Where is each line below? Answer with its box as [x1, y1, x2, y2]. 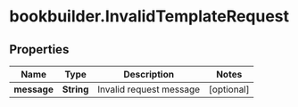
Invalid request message [97, 83, 201, 95]
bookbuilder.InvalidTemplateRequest [9, 6, 290, 27]
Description [123, 69, 175, 80]
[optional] [208, 83, 250, 95]
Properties [9, 42, 70, 57]
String [62, 83, 89, 95]
